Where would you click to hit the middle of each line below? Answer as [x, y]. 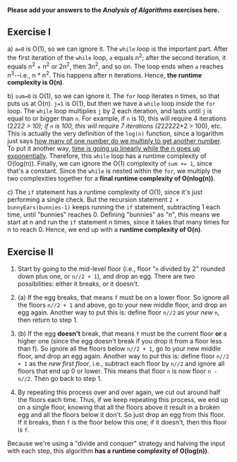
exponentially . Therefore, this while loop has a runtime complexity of [107, 156]
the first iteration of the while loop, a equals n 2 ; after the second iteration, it [117, 57]
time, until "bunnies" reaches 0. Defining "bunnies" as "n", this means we [114, 214]
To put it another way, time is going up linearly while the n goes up [104, 149]
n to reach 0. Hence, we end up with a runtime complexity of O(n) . [105, 230]
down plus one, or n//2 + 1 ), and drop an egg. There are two [106, 276]
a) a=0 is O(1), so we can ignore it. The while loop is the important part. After [118, 49]
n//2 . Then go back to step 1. [60, 379]
